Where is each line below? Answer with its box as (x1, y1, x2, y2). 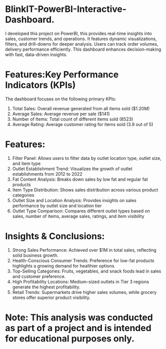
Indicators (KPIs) (5, 79, 76, 91)
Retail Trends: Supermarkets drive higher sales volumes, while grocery (12, 289, 157, 295)
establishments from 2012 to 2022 (12, 171, 83, 177)
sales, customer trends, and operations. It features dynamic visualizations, (5, 36, 157, 42)
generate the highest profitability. (12, 284, 81, 290)
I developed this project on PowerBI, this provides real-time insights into (5, 30, 152, 36)
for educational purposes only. (5, 333, 135, 344)
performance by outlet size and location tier (12, 203, 102, 209)
